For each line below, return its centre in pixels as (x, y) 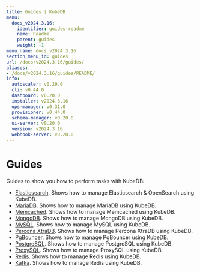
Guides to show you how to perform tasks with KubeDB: (75, 181)
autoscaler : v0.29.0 (37, 85)
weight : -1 (31, 46)
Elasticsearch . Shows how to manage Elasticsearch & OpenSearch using (105, 192)
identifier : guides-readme (51, 29)
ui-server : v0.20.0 (36, 124)
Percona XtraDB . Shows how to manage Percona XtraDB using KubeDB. (104, 231)
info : (13, 79)
